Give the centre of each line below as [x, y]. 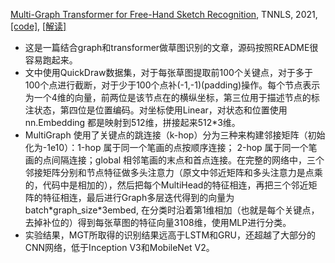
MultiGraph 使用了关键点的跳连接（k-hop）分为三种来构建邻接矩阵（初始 [175, 135]
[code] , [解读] [38, 26]
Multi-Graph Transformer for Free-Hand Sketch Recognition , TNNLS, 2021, [164, 14]
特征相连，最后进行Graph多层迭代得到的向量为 [138, 197]
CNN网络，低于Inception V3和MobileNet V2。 [119, 247]
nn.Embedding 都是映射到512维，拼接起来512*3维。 [132, 122]
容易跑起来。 [51, 60]
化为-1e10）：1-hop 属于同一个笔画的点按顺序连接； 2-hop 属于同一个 [166, 147]
